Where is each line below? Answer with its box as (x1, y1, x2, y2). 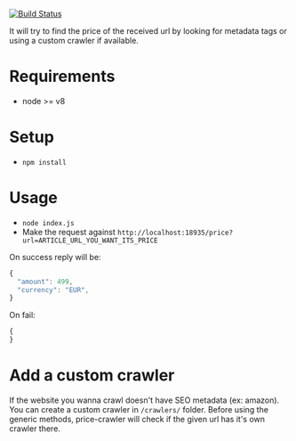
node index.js (21, 218, 75, 227)
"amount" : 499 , (17, 277, 74, 286)
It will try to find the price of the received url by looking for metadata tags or (9, 26, 287, 36)
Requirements (9, 67, 116, 86)
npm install (21, 158, 67, 167)
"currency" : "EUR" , (17, 285, 90, 294)
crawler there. (9, 423, 60, 434)
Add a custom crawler (9, 365, 175, 386)
